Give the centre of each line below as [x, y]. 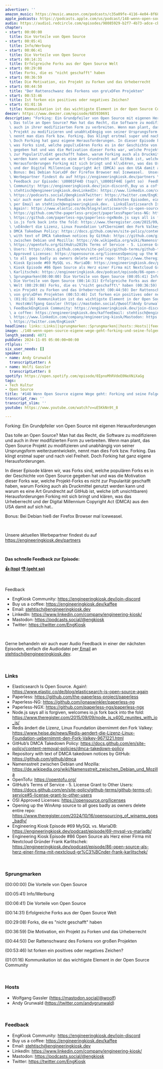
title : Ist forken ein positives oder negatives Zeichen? [69, 100]
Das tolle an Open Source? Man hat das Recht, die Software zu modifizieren [81, 435]
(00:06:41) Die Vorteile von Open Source [46, 904]
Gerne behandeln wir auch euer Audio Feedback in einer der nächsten [75, 643]
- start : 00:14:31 [24, 59]
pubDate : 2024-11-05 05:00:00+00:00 [42, 340]
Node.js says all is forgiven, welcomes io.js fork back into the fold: [78, 712]
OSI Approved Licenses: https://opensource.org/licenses [69, 800]
